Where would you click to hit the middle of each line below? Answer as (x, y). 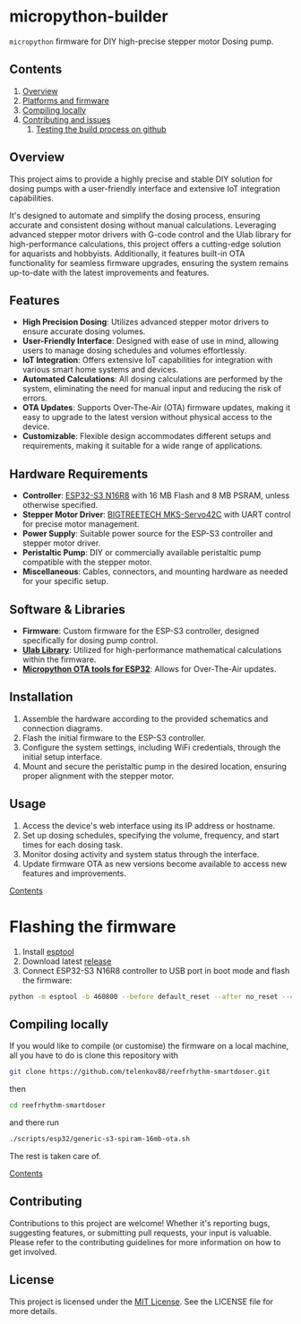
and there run (34, 1122)
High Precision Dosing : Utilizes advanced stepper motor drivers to (145, 322)
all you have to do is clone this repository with (94, 1055)
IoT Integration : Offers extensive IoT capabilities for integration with (147, 360)
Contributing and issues (66, 119)
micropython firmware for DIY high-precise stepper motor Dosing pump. (142, 41)
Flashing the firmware (93, 927)
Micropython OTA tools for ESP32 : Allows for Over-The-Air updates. (149, 669)
